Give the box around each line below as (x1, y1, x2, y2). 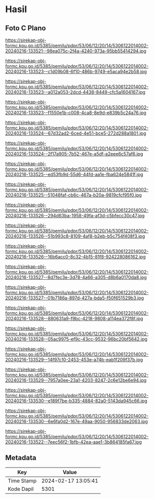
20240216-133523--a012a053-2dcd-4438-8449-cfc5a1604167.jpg (5, 89, 146, 95)
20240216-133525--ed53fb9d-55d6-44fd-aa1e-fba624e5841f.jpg (5, 171, 143, 177)
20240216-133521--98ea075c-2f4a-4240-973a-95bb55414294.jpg (5, 48, 146, 54)
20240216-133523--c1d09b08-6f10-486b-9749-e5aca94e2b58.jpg (5, 68, 147, 74)
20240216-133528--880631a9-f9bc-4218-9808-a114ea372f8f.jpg (5, 316, 143, 321)
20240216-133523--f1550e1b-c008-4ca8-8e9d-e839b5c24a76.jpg (5, 110, 147, 116)
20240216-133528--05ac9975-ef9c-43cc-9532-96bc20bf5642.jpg (5, 336, 148, 342)
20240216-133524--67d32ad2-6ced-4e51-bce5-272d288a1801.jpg (5, 130, 146, 136)
